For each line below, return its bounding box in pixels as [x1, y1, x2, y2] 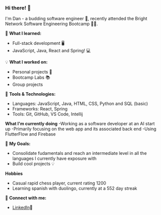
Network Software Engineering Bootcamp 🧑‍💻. [5, 21, 98, 27]
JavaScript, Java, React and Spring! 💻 [12, 48, 91, 54]
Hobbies [5, 171, 23, 177]
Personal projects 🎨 [12, 69, 52, 75]
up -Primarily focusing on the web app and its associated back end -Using [5, 126, 157, 132]
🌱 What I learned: [5, 31, 41, 36]
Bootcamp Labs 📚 [12, 74, 50, 80]
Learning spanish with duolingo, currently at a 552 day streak [12, 185, 137, 191]
